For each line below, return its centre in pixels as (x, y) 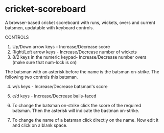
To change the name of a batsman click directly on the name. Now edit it (85, 120)
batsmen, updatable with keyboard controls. (49, 27)
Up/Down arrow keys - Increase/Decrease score (61, 46)
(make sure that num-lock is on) (44, 62)
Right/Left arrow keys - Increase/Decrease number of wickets (74, 52)
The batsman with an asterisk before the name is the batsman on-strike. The (82, 71)
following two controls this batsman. (42, 77)
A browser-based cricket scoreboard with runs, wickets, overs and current (80, 22)
